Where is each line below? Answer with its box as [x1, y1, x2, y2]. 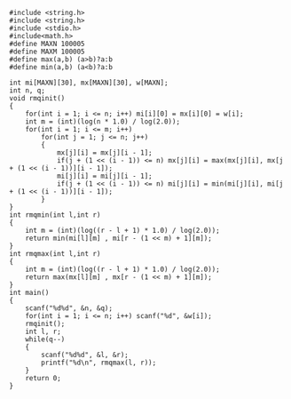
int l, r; [25, 327, 62, 336]
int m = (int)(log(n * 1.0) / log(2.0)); [25, 117, 180, 126]
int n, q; [9, 86, 46, 95]
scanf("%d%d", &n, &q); [25, 304, 114, 313]
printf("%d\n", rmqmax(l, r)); [41, 358, 157, 367]
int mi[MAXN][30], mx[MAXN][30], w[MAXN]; [9, 78, 169, 87]
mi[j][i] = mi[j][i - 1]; [56, 172, 153, 180]
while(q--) [25, 335, 66, 344]
